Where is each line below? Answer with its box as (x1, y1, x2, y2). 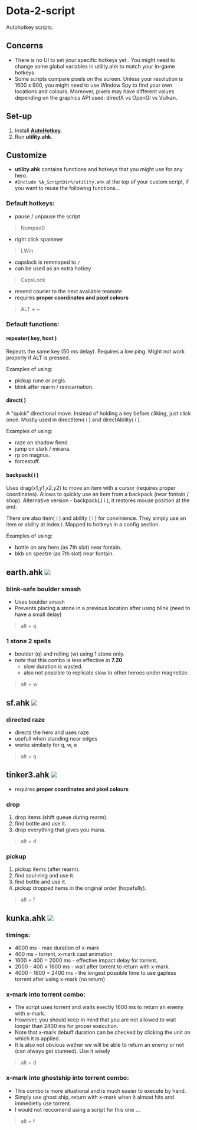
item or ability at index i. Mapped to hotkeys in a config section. (6, 521, 160, 528)
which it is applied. (14, 1035, 61, 1042)
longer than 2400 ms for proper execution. (14, 1023, 119, 1030)
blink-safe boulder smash (6, 585, 81, 593)
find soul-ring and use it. (14, 872, 75, 879)
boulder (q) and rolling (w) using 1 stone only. (14, 650, 125, 657)
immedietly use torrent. (14, 1099, 72, 1107)
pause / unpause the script (14, 212, 81, 220)
